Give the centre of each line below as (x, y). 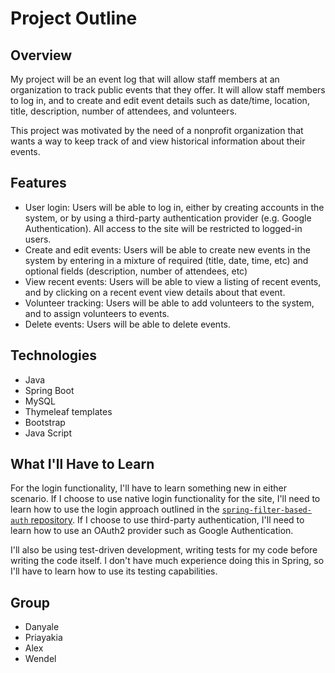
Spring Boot (49, 390)
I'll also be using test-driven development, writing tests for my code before (164, 550)
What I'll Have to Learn (82, 464)
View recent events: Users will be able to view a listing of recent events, (173, 281)
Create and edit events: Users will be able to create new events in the (167, 249)
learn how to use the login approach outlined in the (115, 509)
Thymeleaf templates (68, 411)
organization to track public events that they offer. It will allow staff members (168, 90)
